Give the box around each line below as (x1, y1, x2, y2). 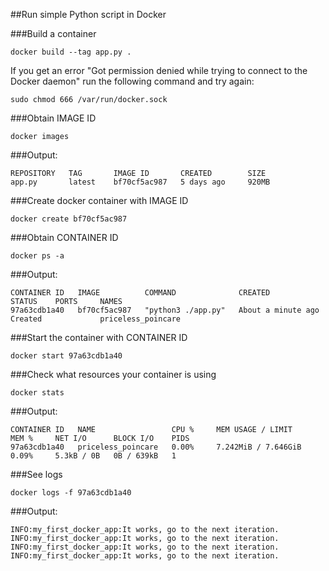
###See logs (10, 469, 63, 480)
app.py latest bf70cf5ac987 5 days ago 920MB (10, 177, 271, 187)
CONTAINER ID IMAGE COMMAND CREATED (10, 288, 271, 298)
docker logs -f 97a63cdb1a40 (10, 488, 132, 498)
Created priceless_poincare (10, 314, 182, 324)
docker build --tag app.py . (10, 47, 132, 57)
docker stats (10, 388, 65, 398)
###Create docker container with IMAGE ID (10, 195, 189, 206)
